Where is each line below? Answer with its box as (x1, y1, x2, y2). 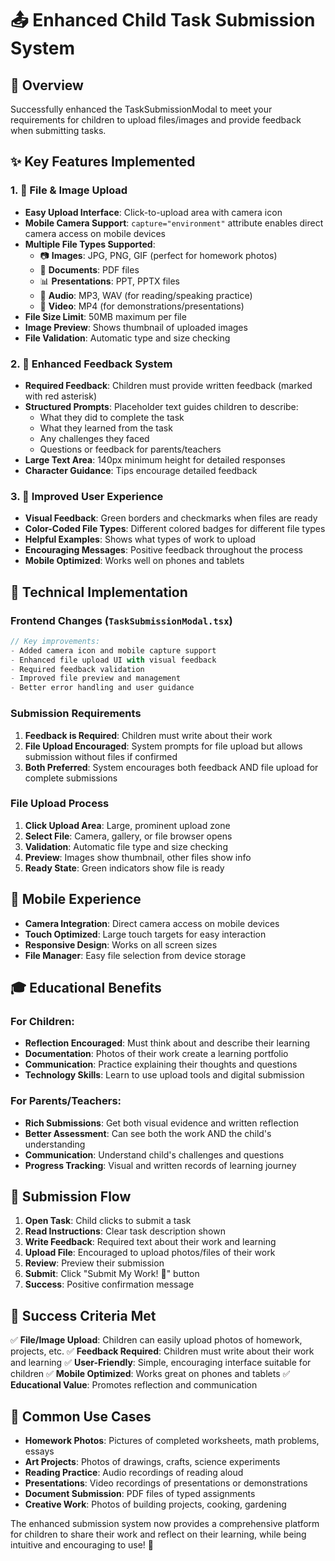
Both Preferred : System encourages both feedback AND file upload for (24, 761, 319, 773)
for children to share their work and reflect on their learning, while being (10, 1528, 307, 1541)
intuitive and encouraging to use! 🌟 (10, 1539, 154, 1551)
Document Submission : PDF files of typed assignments (24, 1488, 256, 1500)
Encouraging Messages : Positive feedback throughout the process (24, 544, 303, 556)
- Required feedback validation (10, 664, 145, 674)
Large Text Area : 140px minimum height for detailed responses (24, 453, 286, 466)
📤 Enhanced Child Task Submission (10, 9, 316, 32)
